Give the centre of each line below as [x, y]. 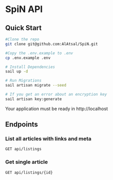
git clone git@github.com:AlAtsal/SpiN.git [52, 44]
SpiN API [24, 9]
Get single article [26, 162]
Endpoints [22, 124]
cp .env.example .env [28, 58]
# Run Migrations [23, 81]
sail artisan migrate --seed [36, 85]
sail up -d [17, 71]
